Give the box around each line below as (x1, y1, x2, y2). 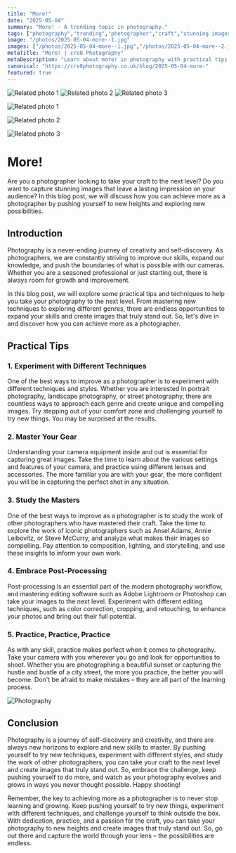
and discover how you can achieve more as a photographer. (7, 319, 181, 328)
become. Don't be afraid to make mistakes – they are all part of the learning (7, 676, 226, 684)
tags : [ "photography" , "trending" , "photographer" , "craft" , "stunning (7, 30, 209, 37)
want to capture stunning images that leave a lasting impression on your (7, 184, 216, 193)
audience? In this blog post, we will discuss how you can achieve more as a (7, 192, 226, 200)
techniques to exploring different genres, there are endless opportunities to (7, 304, 225, 313)
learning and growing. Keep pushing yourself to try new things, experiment (7, 801, 224, 809)
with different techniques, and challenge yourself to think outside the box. (7, 809, 221, 817)
